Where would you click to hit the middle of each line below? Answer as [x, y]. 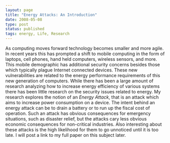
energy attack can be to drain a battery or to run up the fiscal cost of [78, 108]
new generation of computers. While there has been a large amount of [79, 81]
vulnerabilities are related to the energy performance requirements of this [83, 75]
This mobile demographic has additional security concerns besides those [83, 65]
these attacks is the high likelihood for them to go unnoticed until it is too [82, 130]
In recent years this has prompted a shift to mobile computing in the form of [85, 54]
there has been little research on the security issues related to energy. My [83, 92]
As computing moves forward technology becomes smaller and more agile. [84, 48]
